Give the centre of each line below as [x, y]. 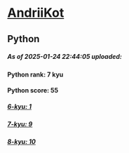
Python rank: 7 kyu [35, 74]
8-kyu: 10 [22, 142]
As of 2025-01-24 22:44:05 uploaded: [65, 57]
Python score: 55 [33, 91]
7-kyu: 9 [20, 124]
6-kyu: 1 [20, 106]
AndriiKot [36, 13]
